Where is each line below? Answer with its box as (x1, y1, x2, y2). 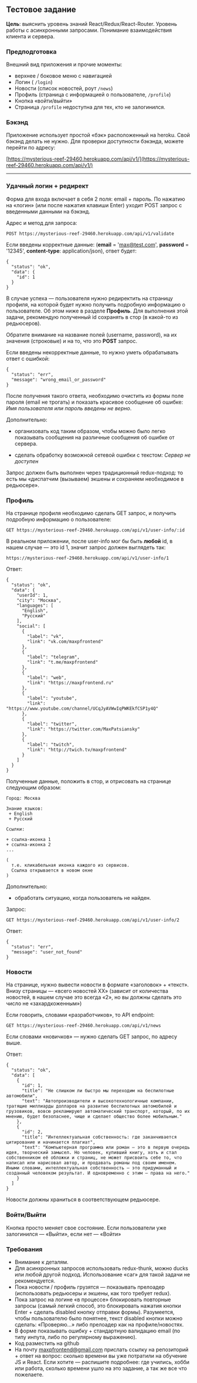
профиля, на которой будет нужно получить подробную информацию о (6, 301, 186, 308)
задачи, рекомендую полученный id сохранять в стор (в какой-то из (6, 313, 178, 320)
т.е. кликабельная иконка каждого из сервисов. (11, 862, 130, 868)
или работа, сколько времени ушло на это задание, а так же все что (14, 1365, 188, 1372)
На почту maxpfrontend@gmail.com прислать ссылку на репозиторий (14, 1346, 189, 1353)
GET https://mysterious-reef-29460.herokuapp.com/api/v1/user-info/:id (6, 527, 185, 533)
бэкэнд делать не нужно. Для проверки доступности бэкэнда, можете (6, 138, 184, 145)
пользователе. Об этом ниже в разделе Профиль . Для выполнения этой (6, 307, 189, 314)
